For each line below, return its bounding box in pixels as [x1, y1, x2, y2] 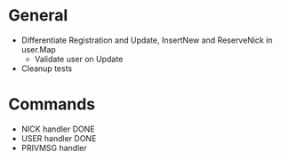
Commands [8, 94, 96, 115]
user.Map [20, 44, 57, 54]
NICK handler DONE [20, 124, 95, 134]
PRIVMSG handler [20, 142, 87, 153]
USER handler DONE [20, 132, 97, 143]
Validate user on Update [34, 53, 124, 64]
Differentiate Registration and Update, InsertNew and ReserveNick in [20, 35, 273, 45]
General [8, 5, 68, 26]
